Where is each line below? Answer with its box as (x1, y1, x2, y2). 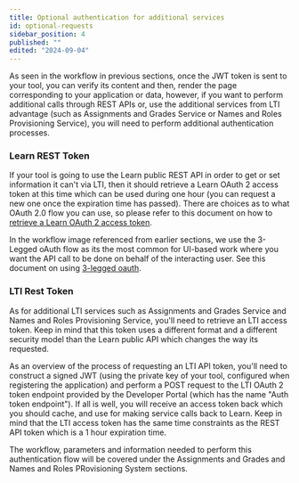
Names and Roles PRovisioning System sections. (9, 463, 189, 473)
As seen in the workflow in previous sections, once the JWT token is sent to (9, 70, 287, 81)
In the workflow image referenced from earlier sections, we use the (9, 234, 256, 245)
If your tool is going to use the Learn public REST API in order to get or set (9, 170, 280, 181)
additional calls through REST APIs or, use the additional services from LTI (9, 99, 280, 110)
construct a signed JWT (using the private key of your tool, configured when (9, 370, 290, 381)
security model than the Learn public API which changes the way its (9, 333, 259, 344)
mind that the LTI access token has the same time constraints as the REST (9, 417, 280, 428)
